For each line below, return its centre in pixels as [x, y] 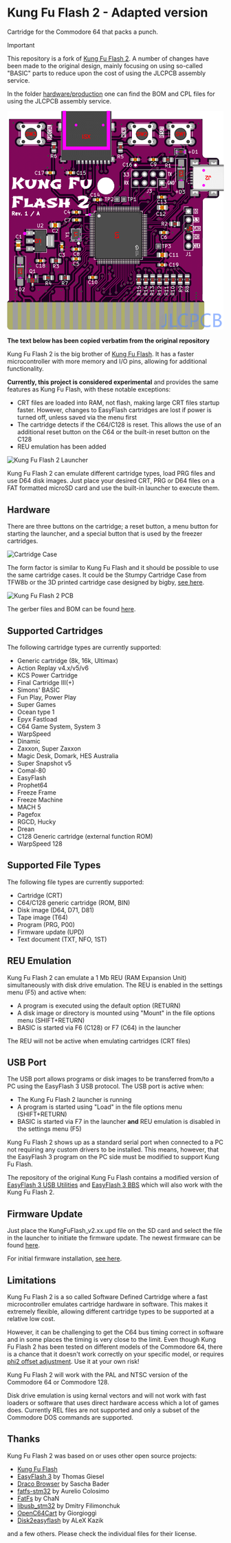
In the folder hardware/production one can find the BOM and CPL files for [111, 94]
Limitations [32, 1280]
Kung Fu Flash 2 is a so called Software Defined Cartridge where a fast [108, 1297]
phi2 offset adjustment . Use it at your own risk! [73, 1362]
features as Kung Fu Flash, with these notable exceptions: [89, 389]
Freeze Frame [36, 792]
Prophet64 [32, 785]
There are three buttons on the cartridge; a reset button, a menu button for [113, 527]
